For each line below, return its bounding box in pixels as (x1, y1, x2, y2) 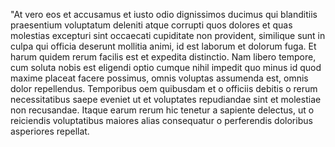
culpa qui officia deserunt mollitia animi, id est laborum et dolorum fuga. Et (10, 40, 317, 52)
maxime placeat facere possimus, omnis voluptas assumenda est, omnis (10, 72, 309, 84)
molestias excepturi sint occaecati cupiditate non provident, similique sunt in (10, 30, 326, 41)
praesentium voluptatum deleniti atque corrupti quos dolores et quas (10, 19, 293, 31)
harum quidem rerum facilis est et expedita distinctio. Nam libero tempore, (10, 51, 317, 63)
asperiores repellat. (10, 125, 90, 137)
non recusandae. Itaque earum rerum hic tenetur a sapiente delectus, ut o (10, 104, 315, 116)
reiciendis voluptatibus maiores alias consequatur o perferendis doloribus (10, 115, 313, 126)
